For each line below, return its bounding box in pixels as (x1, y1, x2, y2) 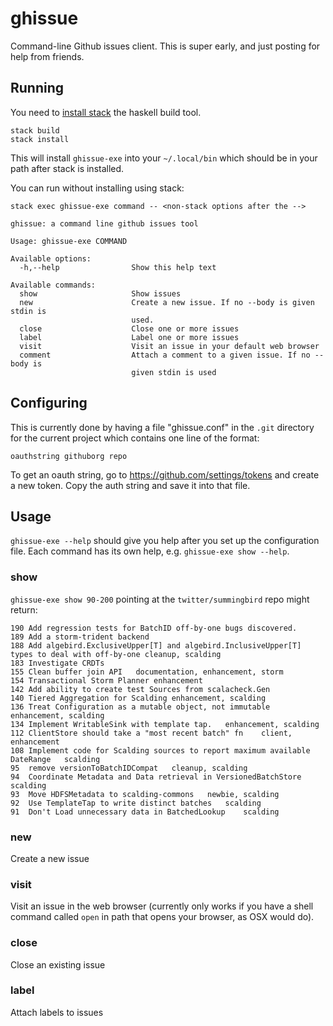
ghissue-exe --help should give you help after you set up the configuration (10, 535, 320, 547)
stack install (10, 134, 70, 144)
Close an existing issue (10, 958, 106, 971)
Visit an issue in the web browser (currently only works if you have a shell (10, 900, 314, 912)
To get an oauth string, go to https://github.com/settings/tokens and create (10, 468, 320, 481)
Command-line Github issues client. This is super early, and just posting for (10, 40, 321, 52)
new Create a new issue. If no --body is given (19, 297, 315, 307)
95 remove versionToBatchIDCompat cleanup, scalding (10, 763, 248, 773)
